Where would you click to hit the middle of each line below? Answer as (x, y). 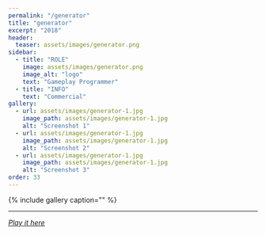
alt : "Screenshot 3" (56, 170)
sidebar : (23, 52)
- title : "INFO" (42, 89)
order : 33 (25, 178)
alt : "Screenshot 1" (56, 126)
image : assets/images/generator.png (83, 67)
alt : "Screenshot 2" (56, 148)
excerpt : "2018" (35, 30)
